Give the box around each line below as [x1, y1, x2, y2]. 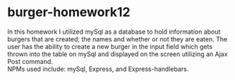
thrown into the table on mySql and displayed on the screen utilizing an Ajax [7, 50, 228, 58]
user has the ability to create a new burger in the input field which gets [7, 42, 213, 51]
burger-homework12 [7, 4, 131, 20]
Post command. [7, 57, 53, 65]
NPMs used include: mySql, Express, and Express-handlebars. [7, 65, 189, 73]
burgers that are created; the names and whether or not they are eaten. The [7, 34, 228, 43]
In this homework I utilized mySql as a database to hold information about [7, 27, 221, 36]
